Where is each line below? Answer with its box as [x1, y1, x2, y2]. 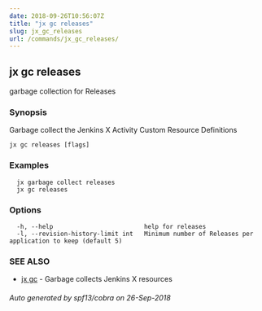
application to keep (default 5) [9, 237, 123, 245]
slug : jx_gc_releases [9, 27, 83, 35]
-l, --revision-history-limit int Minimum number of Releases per [16, 230, 254, 238]
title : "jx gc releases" [9, 20, 94, 28]
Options [9, 204, 41, 216]
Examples [9, 160, 50, 171]
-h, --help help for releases [16, 222, 207, 230]
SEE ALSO [9, 256, 50, 267]
